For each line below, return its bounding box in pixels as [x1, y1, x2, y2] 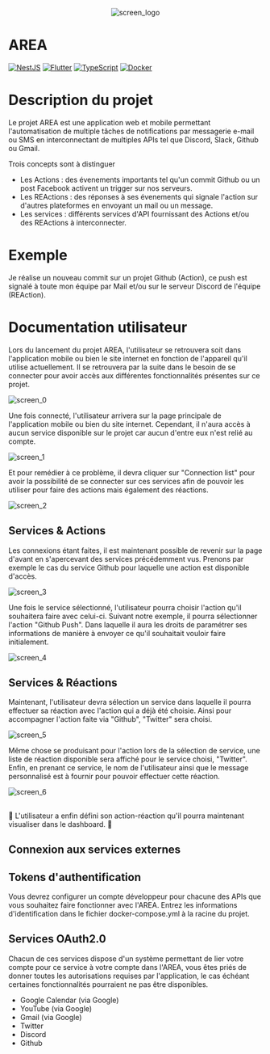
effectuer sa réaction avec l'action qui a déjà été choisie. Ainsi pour [8, 706, 232, 715]
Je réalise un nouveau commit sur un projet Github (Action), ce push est [8, 272, 247, 282]
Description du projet [8, 91, 153, 109]
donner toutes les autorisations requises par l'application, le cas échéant [8, 971, 250, 980]
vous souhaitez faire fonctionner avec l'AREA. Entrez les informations [8, 900, 238, 909]
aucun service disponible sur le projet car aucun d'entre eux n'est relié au [8, 428, 253, 437]
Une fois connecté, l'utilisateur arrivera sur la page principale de [8, 411, 222, 420]
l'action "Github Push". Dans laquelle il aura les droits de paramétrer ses [8, 619, 247, 630]
